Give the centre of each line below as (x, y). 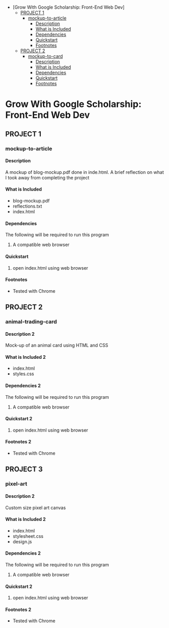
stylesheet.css (28, 536)
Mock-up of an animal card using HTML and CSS (57, 346)
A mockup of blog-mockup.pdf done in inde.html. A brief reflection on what (85, 172)
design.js (22, 541)
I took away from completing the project (47, 177)
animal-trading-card (31, 322)
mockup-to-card (45, 56)
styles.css (23, 374)
